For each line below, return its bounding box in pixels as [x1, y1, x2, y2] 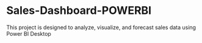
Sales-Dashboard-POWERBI [6, 4, 151, 18]
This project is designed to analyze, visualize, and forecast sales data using [6, 24, 197, 31]
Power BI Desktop [6, 30, 52, 37]
